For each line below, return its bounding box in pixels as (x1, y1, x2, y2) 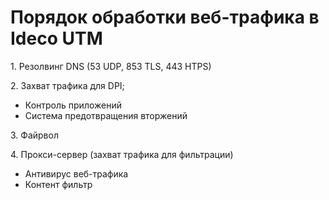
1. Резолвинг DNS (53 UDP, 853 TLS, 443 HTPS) (10, 60, 212, 72)
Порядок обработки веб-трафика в (10, 6, 320, 29)
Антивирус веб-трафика (24, 167, 129, 180)
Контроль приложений (24, 99, 122, 111)
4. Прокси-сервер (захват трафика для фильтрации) (10, 148, 234, 160)
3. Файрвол (10, 129, 59, 141)
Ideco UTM (10, 27, 103, 50)
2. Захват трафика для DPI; (10, 79, 125, 91)
